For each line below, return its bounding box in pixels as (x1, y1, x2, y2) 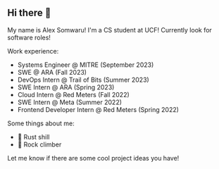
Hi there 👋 (7, 7, 51, 19)
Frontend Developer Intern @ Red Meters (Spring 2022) (17, 105, 180, 113)
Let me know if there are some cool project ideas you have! (7, 154, 180, 162)
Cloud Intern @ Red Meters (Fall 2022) (17, 90, 130, 99)
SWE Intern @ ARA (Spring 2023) (17, 82, 115, 92)
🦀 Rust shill (17, 132, 50, 141)
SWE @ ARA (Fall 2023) (17, 68, 87, 76)
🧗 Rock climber (17, 140, 62, 149)
